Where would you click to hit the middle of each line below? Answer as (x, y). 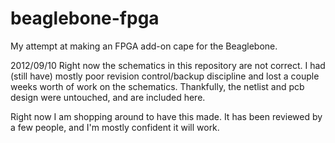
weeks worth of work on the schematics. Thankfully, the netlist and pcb (157, 86)
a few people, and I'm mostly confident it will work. (115, 127)
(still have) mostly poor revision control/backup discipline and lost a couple (165, 76)
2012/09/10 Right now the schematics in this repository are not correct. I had (168, 65)
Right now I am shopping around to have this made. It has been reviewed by (166, 116)
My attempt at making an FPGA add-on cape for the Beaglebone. (144, 46)
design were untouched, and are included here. (108, 97)
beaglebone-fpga (85, 18)
